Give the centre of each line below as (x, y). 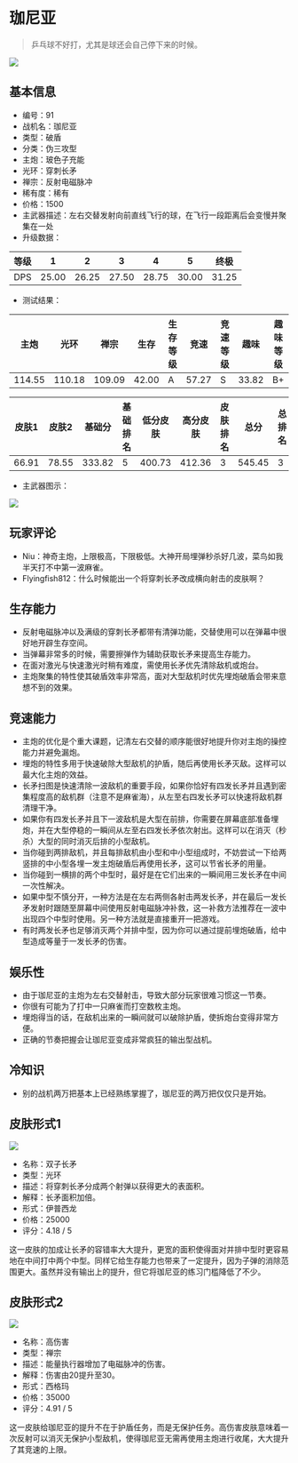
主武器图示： (45, 485)
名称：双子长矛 (49, 1163)
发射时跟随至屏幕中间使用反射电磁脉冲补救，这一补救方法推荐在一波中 (158, 908)
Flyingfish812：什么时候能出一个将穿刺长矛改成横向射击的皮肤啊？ (143, 578)
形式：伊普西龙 (49, 1208)
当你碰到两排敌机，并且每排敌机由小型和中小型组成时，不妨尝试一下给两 (154, 852)
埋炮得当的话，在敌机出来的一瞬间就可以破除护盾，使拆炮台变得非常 (146, 1017)
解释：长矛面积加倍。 (61, 1197)
